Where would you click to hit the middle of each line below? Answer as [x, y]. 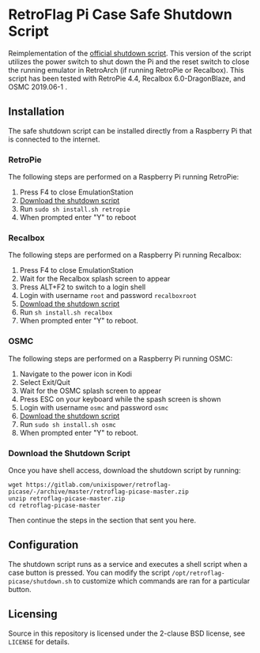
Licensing [33, 614]
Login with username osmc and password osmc [94, 407]
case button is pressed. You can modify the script [89, 572]
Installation [36, 112]
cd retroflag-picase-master [55, 505]
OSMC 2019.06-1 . [38, 87]
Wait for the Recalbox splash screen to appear [95, 279]
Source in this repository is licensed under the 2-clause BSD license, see [127, 633]
